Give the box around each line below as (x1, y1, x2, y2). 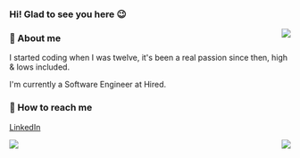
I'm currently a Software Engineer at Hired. (9, 79, 167, 90)
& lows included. (9, 62, 70, 72)
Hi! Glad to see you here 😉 (9, 8, 127, 21)
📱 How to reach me (9, 102, 93, 114)
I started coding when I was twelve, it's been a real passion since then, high (9, 53, 288, 63)
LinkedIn (9, 121, 41, 132)
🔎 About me (9, 31, 61, 44)
